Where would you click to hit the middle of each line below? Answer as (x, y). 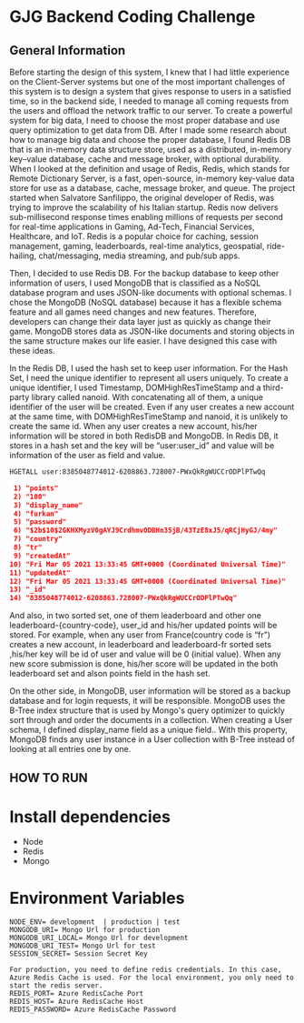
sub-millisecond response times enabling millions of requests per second (147, 217)
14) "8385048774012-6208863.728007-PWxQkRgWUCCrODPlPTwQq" (123, 598)
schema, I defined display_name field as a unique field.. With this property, (149, 730)
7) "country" (38, 539)
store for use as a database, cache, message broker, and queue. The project (152, 188)
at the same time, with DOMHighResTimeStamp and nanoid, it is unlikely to (149, 416)
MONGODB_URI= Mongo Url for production (85, 930)
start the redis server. (56, 986)
